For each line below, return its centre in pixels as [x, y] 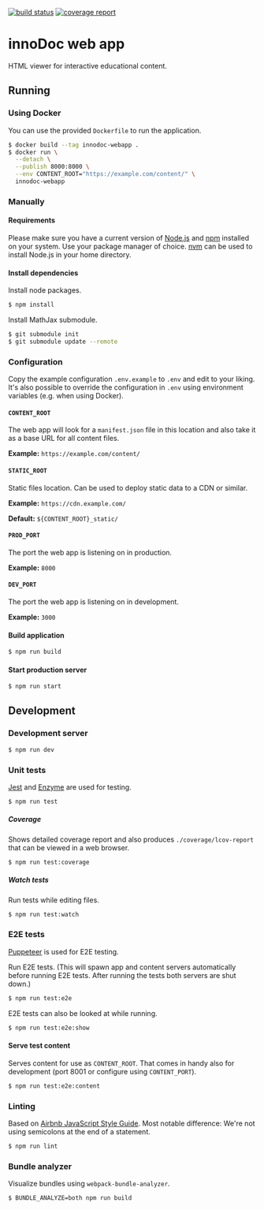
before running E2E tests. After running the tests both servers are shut [122, 975]
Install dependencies [43, 273]
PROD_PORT [24, 536]
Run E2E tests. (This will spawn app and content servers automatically [122, 967]
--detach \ [33, 159]
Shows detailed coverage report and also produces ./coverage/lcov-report [131, 839]
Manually [26, 201]
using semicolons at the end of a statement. [80, 1131]
